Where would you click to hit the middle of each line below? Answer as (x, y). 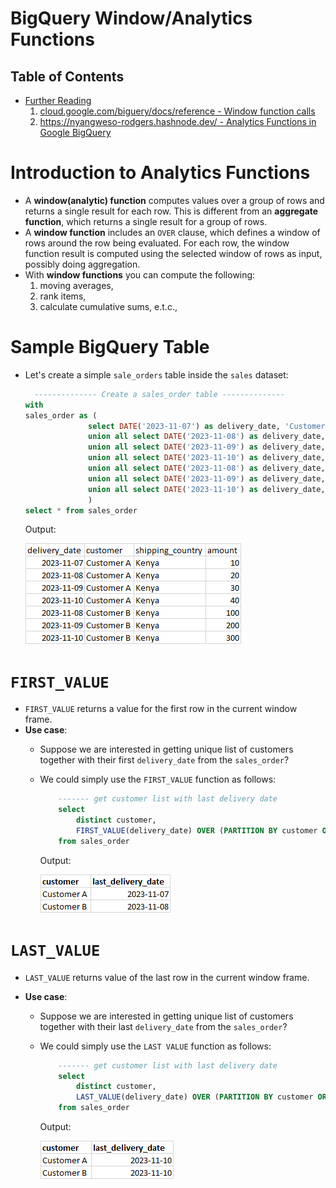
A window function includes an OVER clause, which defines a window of (172, 232)
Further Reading (58, 100)
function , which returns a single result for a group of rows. (146, 221)
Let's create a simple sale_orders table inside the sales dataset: (156, 374)
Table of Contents (67, 76)
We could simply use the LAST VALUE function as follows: (155, 1046)
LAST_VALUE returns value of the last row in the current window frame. (167, 977)
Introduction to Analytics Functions (160, 173)
